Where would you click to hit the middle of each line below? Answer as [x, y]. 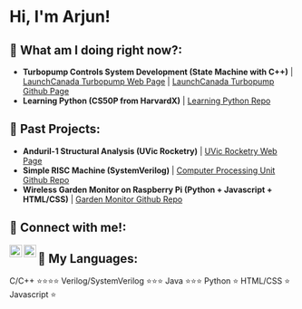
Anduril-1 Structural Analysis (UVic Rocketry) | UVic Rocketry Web [150, 150]
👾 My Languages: [88, 259]
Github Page [46, 91]
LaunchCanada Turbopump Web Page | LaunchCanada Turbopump [148, 82]
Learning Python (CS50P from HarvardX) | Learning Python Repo [146, 101]
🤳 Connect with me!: [68, 228]
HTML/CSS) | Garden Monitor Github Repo [102, 199]
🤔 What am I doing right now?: [96, 50]
